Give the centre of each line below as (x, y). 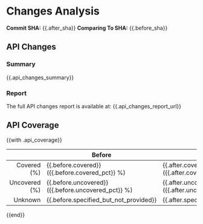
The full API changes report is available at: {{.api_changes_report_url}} (94, 106)
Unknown (27, 200)
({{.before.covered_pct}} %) (86, 173)
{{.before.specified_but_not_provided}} (101, 200)
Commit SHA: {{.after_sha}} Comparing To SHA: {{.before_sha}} (87, 28)
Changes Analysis (53, 11)
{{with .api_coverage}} (34, 140)
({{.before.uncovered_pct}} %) (89, 190)
